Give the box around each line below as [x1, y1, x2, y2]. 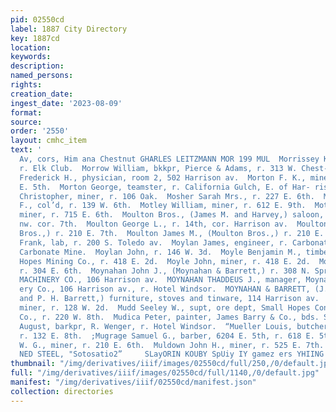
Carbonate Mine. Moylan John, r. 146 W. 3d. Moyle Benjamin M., [19, 247, 302, 257]
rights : [10, 80, 43, 90]
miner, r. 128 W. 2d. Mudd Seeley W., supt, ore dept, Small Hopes [19, 303, 311, 313]
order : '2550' [10, 126, 70, 136]
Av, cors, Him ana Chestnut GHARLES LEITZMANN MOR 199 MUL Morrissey [19, 154, 320, 164]
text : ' [10, 145, 43, 155]
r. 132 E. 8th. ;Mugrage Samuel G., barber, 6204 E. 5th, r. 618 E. [19, 331, 315, 341]
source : [10, 117, 43, 127]
